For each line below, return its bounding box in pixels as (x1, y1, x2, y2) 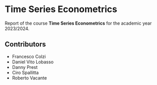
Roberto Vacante (12, 74, 47, 81)
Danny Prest (12, 64, 38, 70)
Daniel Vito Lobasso (12, 59, 54, 65)
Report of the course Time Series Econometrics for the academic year (5, 20, 152, 26)
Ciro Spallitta (12, 69, 39, 75)
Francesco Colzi (12, 53, 46, 59)
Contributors (5, 40, 46, 49)
